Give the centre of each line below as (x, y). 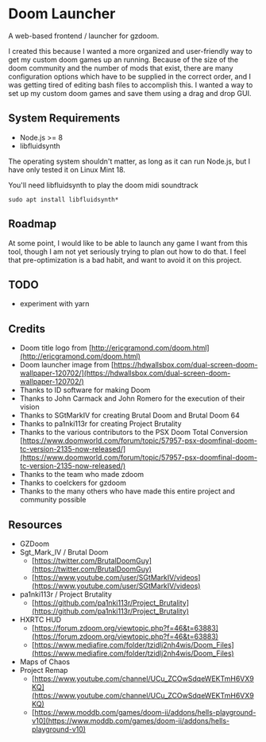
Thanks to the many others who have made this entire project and (127, 491)
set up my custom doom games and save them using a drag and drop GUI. (130, 93)
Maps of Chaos (44, 662)
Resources (35, 525)
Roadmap (33, 224)
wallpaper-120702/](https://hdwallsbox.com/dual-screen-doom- (125, 373)
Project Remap (44, 670)
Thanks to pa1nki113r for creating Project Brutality (100, 424)
